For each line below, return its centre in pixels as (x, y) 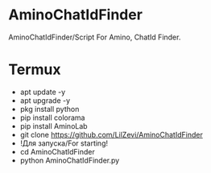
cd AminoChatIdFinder (57, 151)
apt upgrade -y (45, 100)
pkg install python (50, 109)
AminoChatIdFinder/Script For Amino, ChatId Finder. (95, 37)
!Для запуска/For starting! (64, 143)
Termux (35, 70)
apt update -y (43, 92)
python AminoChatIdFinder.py (70, 160)
